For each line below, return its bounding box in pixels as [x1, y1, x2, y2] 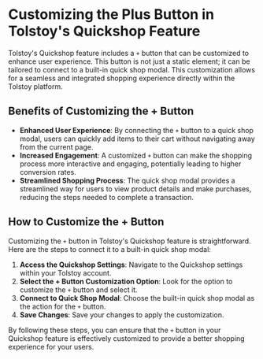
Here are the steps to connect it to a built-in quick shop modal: [8, 244, 211, 254]
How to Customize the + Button [8, 215, 165, 229]
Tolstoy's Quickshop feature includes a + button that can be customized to [8, 48, 250, 57]
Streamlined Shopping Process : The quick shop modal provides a [19, 176, 235, 185]
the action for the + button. [19, 302, 106, 311]
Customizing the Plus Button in [8, 6, 215, 24]
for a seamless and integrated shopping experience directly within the [8, 73, 235, 83]
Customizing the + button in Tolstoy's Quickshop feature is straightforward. [8, 236, 251, 246]
